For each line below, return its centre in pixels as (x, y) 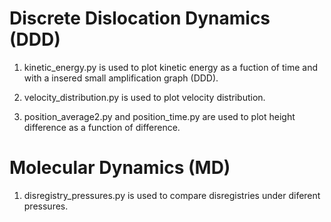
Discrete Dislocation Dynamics (140, 18)
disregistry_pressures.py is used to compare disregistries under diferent (172, 195)
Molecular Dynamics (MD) (120, 168)
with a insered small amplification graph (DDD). (121, 78)
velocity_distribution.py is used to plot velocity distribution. (144, 97)
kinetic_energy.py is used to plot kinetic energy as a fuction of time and (170, 67)
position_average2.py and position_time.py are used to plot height (159, 116)
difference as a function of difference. (102, 127)
